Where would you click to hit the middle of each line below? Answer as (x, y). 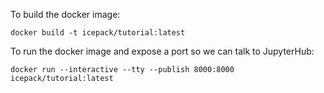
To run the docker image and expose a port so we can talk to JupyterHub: (162, 51)
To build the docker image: (65, 14)
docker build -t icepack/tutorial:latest (98, 33)
